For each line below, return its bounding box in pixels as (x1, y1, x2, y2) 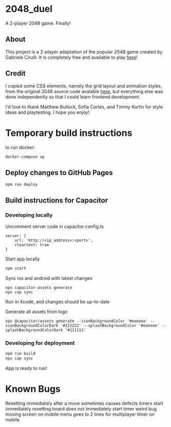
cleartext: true (14, 242, 50, 247)
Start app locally (5, 256, 40, 262)
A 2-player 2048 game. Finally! (5, 20, 71, 26)
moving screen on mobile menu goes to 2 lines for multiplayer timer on (5, 411, 155, 417)
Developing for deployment (5, 339, 75, 346)
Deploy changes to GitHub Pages (5, 168, 113, 177)
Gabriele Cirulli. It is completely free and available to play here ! (5, 54, 138, 60)
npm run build (5, 351, 36, 356)
